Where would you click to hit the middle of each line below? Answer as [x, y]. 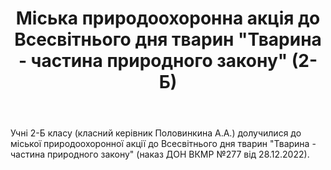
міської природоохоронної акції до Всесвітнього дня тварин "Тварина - [163, 144]
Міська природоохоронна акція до [168, 18]
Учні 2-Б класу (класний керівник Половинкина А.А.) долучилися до [156, 133]
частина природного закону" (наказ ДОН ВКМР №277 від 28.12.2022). [160, 154]
